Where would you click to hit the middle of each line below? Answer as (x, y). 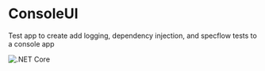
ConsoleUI (43, 14)
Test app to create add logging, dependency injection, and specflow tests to (133, 35)
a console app (31, 43)
